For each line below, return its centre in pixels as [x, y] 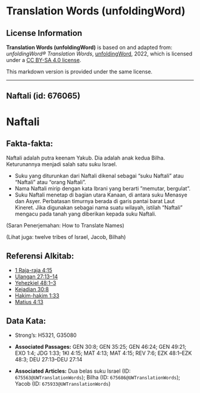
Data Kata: [26, 321]
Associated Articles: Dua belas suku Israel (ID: [73, 371]
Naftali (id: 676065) [43, 96]
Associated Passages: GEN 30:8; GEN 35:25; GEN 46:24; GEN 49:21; [100, 347]
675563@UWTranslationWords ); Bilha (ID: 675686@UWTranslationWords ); [97, 377]
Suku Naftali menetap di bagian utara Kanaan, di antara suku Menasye [101, 195]
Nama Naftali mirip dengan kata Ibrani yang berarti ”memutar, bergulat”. [103, 189]
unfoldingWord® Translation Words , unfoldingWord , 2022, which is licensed [99, 54]
